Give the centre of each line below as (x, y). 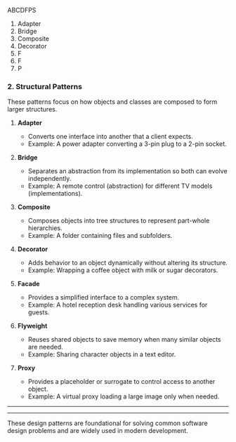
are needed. (45, 347)
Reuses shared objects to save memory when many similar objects (124, 340)
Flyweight (32, 326)
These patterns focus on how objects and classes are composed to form (112, 102)
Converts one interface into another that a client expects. (110, 137)
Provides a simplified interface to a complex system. (104, 297)
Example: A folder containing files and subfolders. (100, 236)
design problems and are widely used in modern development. (98, 431)
